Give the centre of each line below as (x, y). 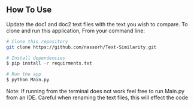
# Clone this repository (37, 41)
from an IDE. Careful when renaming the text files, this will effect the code (97, 97)
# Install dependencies (36, 58)
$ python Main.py (28, 80)
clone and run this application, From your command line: (76, 30)
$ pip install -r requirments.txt (49, 63)
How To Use (29, 10)
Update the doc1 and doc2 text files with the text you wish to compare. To (97, 24)
